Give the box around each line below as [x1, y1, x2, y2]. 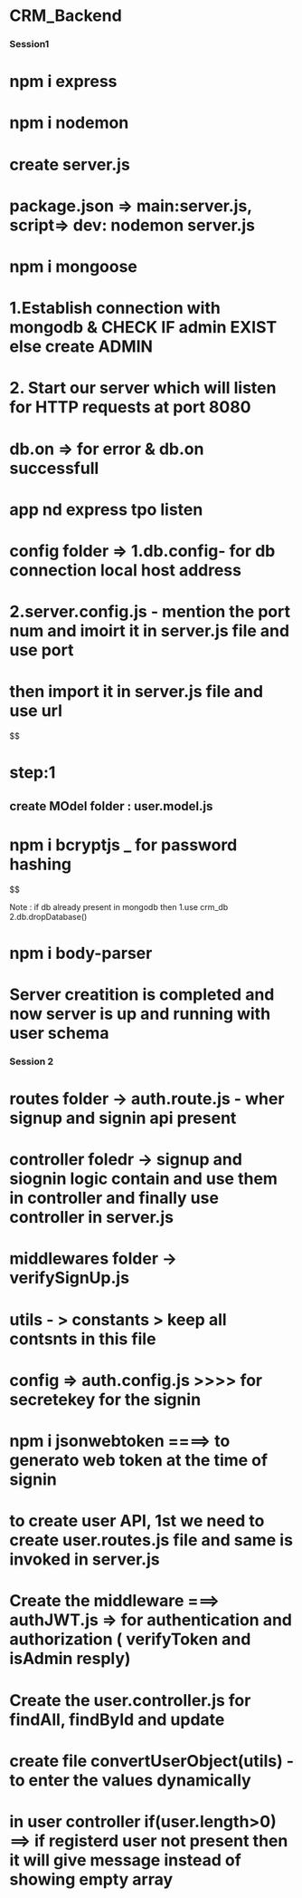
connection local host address [9, 559, 242, 580]
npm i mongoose [9, 257, 138, 277]
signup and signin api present [9, 1108, 237, 1128]
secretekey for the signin [9, 1389, 202, 1409]
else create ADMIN [9, 336, 154, 357]
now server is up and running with [9, 1003, 271, 1024]
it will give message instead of [9, 1850, 241, 1870]
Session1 [9, 38, 50, 51]
